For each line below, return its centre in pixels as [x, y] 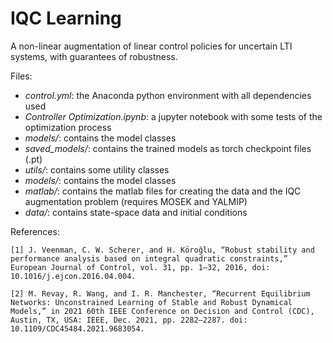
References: [35, 231]
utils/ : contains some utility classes [97, 169]
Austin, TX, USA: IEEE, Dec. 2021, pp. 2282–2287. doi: [129, 320]
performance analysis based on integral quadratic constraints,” [149, 258]
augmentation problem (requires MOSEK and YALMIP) [136, 201]
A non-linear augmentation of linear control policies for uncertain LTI [151, 46]
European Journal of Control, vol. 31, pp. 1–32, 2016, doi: [140, 267]
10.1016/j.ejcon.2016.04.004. [73, 276]
